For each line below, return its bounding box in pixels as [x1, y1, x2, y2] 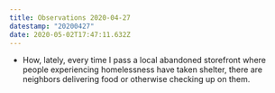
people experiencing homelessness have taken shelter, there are [22, 64, 263, 75]
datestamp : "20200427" [9, 22, 95, 31]
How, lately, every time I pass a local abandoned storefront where [22, 55, 266, 66]
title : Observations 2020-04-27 [9, 13, 131, 23]
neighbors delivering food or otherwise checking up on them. [22, 74, 251, 85]
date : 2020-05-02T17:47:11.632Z [9, 30, 131, 39]
